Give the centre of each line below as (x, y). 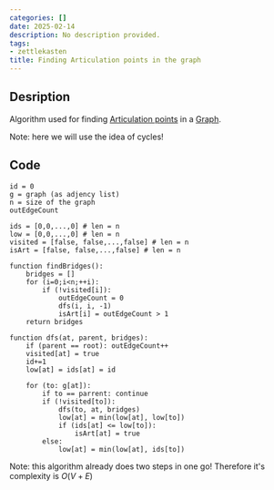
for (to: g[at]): (59, 385)
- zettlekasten (38, 52)
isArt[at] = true (107, 434)
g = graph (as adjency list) (65, 194)
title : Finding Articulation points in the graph (106, 60)
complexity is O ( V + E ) (51, 475)
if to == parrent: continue (95, 393)
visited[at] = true (63, 353)
